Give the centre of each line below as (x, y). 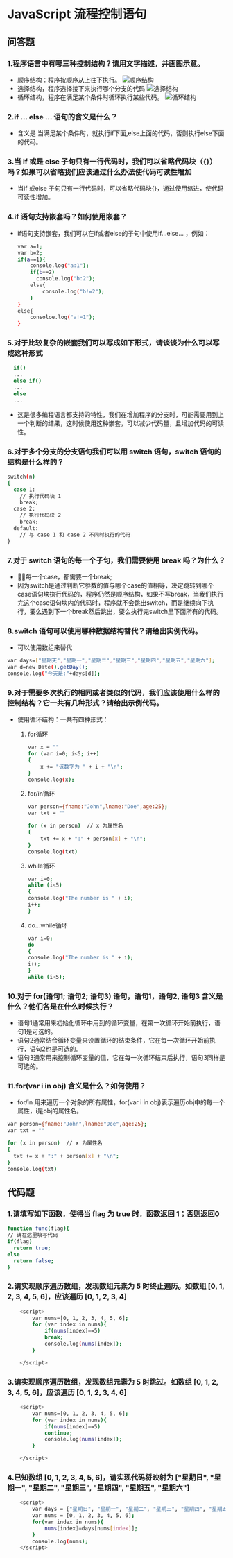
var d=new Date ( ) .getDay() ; (48, 667)
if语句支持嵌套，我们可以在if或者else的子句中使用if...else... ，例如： (113, 233)
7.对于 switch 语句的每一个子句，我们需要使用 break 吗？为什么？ (116, 560)
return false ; (34, 1261)
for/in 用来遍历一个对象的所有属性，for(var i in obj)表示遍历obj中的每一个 (121, 1102)
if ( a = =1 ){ (32, 259)
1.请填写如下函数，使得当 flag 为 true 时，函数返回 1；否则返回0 (113, 1213)
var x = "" (43, 747)
